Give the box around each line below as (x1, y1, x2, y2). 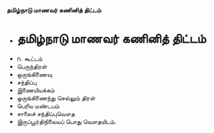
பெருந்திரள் (16, 62, 48, 71)
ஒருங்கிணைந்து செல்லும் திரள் (16, 94, 96, 102)
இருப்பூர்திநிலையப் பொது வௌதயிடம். (16, 117, 116, 125)
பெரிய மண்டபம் (16, 101, 60, 110)
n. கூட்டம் (16, 54, 43, 62)
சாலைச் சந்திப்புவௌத (16, 109, 75, 118)
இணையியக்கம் (16, 85, 55, 94)
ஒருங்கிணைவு (16, 70, 53, 78)
